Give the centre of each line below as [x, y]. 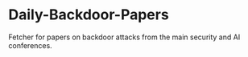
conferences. [30, 45]
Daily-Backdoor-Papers [89, 15]
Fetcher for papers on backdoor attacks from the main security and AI [124, 37]
